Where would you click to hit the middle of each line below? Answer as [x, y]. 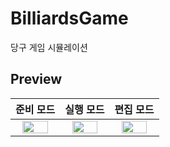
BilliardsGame [69, 18]
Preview [36, 79]
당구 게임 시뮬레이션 [49, 47]
